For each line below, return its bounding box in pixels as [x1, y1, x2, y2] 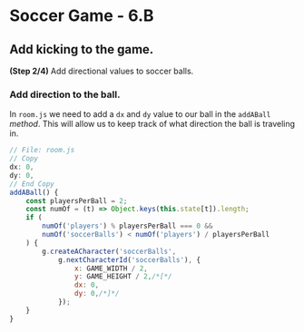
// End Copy [9, 179, 54, 189]
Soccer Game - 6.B [9, 5, 154, 26]
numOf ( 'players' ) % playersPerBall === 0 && [42, 221, 213, 231]
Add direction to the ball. [9, 88, 121, 101]
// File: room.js [9, 146, 75, 155]
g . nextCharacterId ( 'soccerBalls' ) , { [57, 255, 201, 264]
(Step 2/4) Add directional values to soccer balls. [9, 65, 194, 76]
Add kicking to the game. [9, 42, 154, 57]
